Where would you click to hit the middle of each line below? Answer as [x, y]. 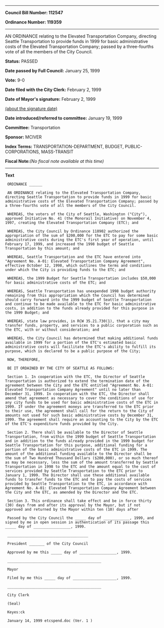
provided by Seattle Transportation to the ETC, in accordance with [76, 484]
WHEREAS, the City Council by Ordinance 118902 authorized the [73, 231]
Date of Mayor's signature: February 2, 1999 [51, 99]
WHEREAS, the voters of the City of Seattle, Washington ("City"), [77, 214]
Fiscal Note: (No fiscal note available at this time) [54, 161]
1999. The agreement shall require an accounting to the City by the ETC [82, 420]
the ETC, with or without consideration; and [52, 330]
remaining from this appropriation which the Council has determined [77, 295]
